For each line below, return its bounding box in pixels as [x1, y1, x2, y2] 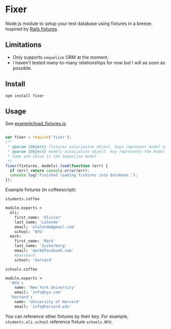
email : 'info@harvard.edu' [14, 304, 72, 309]
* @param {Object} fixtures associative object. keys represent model [7, 144, 160, 150]
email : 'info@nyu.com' [14, 290, 63, 295]
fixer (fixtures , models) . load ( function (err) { [5, 163, 108, 169]
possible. [12, 65, 32, 71]
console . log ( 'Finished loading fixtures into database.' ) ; [10, 173, 138, 178]
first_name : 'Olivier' [14, 215, 63, 220]
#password [14, 253, 36, 258]
